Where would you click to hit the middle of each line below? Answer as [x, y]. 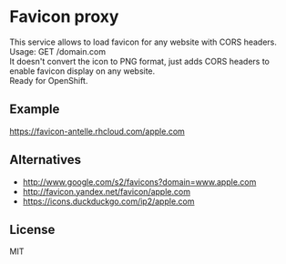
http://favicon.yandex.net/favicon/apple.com [107, 191]
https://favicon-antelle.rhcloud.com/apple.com [97, 131]
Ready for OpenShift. [49, 80]
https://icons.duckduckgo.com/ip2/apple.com [108, 201]
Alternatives [46, 160]
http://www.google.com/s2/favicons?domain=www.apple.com [139, 182]
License [32, 229]
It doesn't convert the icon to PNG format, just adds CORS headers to [140, 61]
